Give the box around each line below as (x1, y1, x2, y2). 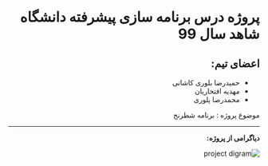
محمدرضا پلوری (193, 95, 240, 104)
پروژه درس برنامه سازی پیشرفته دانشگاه (19, 8, 260, 26)
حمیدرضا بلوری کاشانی (171, 78, 240, 87)
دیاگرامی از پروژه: (206, 133, 260, 143)
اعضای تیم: (211, 57, 260, 70)
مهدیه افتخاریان (195, 86, 240, 96)
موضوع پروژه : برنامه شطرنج (172, 110, 260, 120)
